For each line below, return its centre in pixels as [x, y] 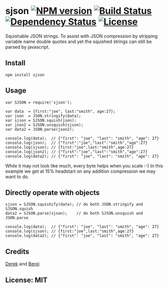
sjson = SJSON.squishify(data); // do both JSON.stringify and [74, 204]
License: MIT [26, 280]
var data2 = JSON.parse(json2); [40, 129]
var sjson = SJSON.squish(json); [41, 120]
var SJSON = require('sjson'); [39, 102]
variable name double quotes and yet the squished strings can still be [79, 42]
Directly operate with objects [52, 192]
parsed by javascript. [28, 47]
